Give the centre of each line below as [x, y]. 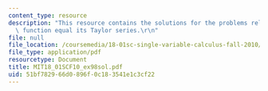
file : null [26, 38]
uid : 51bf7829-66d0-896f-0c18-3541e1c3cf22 [82, 74]
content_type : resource [48, 15]
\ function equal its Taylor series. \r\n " [87, 30]
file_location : [33, 45]
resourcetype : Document [48, 60]
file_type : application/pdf [55, 52]
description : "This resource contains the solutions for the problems [128, 23]
